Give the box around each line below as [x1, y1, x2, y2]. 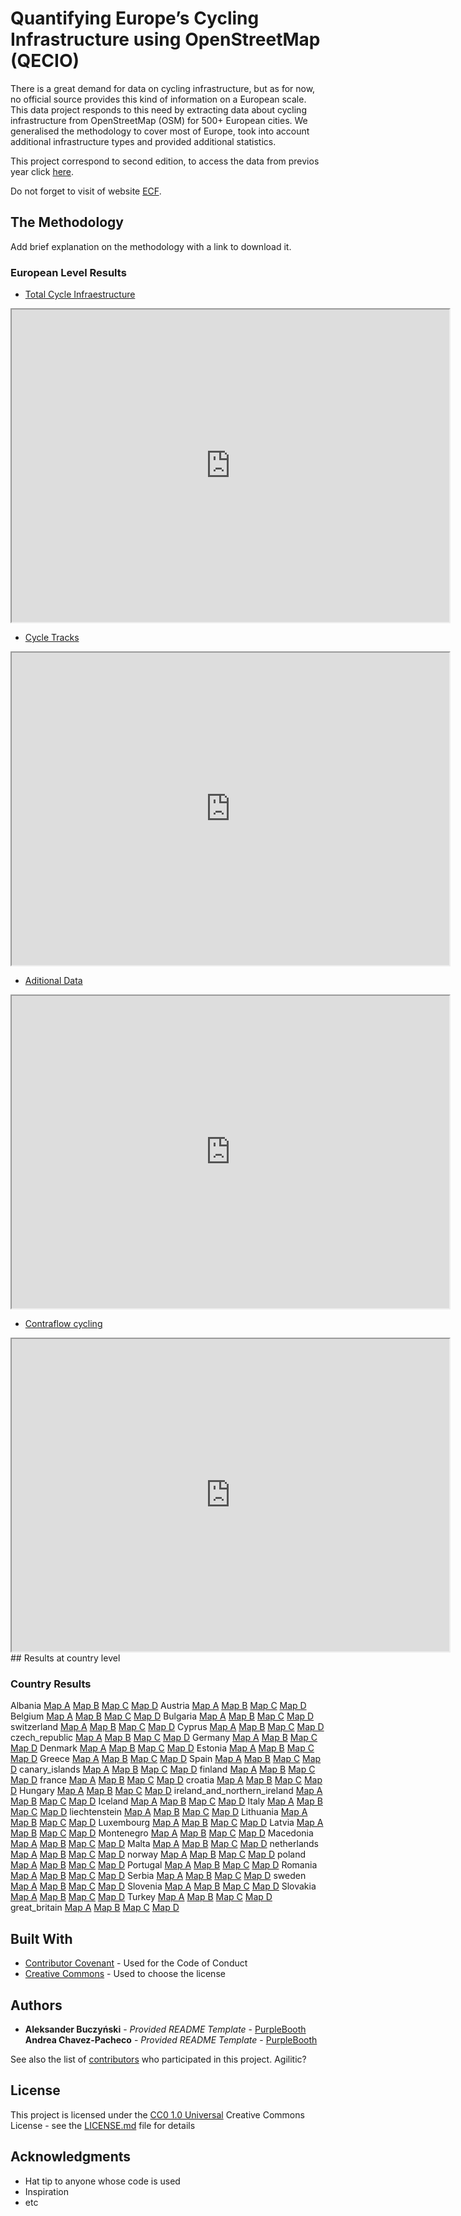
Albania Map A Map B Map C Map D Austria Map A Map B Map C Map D [10, 1700, 307, 1712]
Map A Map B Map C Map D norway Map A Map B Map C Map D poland [10, 1848, 307, 1861]
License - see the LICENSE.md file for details [10, 2119, 196, 2131]
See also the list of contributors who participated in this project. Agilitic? [10, 2053, 307, 2065]
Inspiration [24, 2185, 69, 2197]
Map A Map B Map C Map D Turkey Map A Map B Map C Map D [10, 1891, 273, 1903]
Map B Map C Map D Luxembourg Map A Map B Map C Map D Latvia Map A [10, 1817, 324, 1829]
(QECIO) [10, 50, 80, 72]
